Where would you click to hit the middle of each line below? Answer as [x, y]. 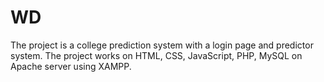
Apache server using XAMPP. [71, 66]
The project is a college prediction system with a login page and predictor [162, 45]
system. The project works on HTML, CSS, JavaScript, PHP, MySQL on [156, 55]
